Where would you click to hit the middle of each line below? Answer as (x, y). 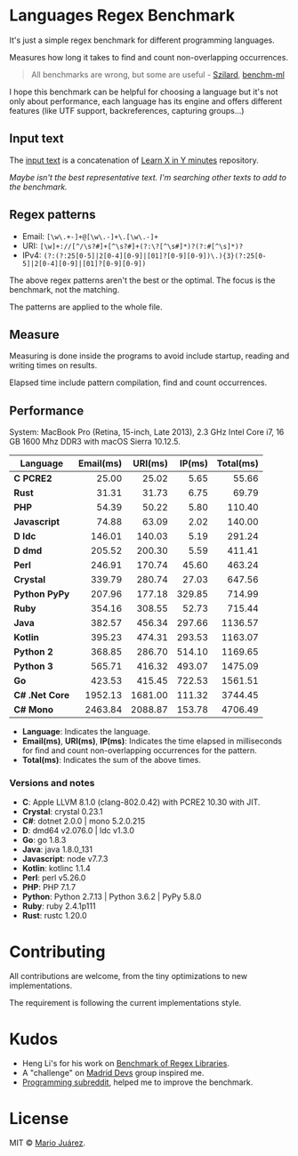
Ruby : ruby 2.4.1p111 (59, 906)
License (39, 1118)
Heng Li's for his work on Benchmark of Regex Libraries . (125, 1064)
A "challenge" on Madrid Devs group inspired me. (113, 1073)
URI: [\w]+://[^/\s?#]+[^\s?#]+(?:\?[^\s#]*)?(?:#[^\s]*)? (133, 245)
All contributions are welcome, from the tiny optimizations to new (128, 976)
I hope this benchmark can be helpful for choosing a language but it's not (144, 92)
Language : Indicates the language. (86, 732)
